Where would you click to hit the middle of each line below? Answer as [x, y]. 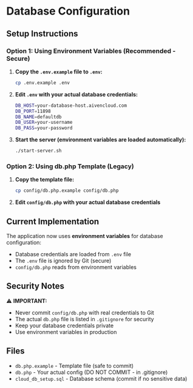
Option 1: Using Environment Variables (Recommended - [91, 51]
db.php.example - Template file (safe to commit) [74, 366]
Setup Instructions [42, 34]
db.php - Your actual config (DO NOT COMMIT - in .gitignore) [91, 372]
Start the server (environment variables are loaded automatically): [100, 140]
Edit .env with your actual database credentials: [76, 94]
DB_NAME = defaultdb [38, 117]
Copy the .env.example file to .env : [59, 72]
